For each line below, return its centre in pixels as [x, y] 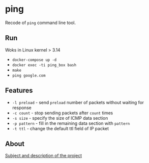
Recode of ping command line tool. [41, 23]
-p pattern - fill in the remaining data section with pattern [71, 123]
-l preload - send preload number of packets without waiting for [78, 102]
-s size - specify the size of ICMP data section [60, 118]
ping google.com [29, 75]
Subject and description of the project [44, 156]
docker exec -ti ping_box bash [44, 65]
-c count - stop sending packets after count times [62, 113]
